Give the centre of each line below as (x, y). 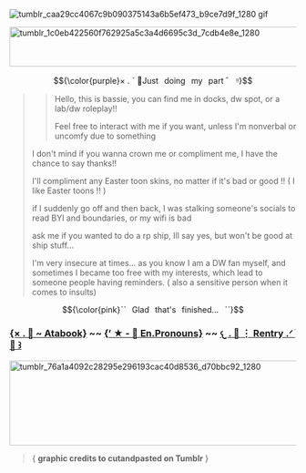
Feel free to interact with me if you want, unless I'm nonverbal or (175, 126)
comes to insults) (64, 292)
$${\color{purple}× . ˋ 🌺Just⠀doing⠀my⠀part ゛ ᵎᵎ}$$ (153, 81)
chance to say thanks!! (74, 163)
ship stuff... (53, 245)
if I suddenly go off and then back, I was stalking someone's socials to (163, 208)
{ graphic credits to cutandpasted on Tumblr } (120, 458)
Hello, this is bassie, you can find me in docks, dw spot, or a (167, 99)
